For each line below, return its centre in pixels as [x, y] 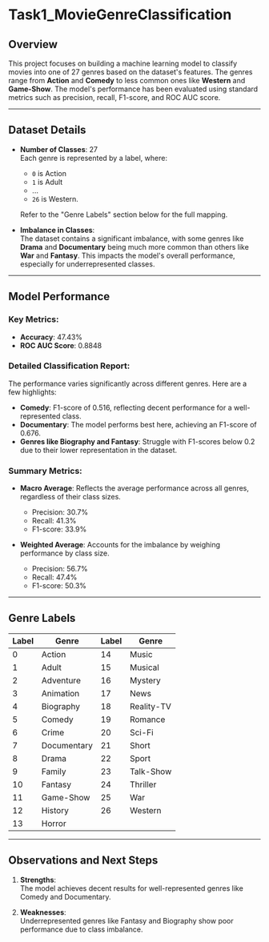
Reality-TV [151, 706]
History [55, 810]
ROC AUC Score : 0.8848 [61, 345]
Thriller [143, 784]
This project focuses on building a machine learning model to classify [123, 63]
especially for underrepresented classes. [87, 264]
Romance [147, 720]
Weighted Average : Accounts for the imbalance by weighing [120, 545]
